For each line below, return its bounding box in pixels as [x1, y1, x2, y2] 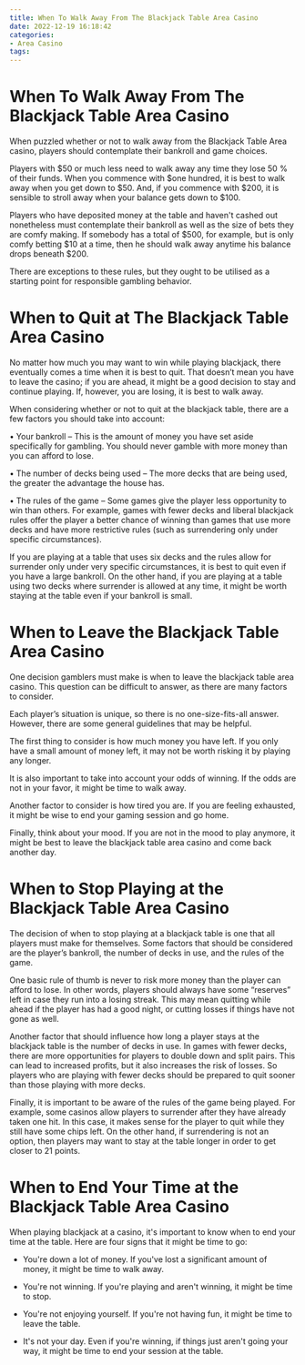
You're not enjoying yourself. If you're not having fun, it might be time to [22, 1308, 293, 1319]
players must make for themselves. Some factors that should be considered [9, 937, 293, 948]
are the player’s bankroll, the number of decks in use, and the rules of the [9, 947, 285, 958]
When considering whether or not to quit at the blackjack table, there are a [9, 404, 289, 414]
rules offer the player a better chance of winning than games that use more [9, 515, 291, 525]
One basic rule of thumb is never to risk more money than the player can [9, 975, 281, 986]
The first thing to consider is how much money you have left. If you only [9, 735, 280, 746]
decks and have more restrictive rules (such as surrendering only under [9, 524, 279, 535]
